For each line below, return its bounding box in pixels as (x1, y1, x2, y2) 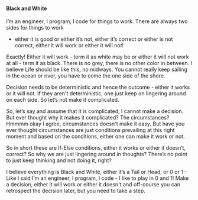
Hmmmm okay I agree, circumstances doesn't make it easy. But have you (6, 120, 185, 127)
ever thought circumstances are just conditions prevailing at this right (6, 127, 175, 134)
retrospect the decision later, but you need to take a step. (6, 187, 146, 195)
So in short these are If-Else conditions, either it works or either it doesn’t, (6, 144, 186, 151)
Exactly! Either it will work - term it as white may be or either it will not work (6, 53, 189, 60)
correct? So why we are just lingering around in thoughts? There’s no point (6, 151, 188, 158)
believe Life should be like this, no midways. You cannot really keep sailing (6, 66, 188, 73)
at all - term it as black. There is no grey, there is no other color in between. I (6, 60, 193, 67)
